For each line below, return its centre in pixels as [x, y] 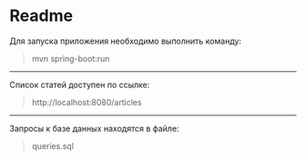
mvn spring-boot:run [71, 58]
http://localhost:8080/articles [87, 102]
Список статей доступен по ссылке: [80, 84]
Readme [41, 16]
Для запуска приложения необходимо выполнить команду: [126, 41]
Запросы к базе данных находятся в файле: [94, 128]
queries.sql [53, 145]
